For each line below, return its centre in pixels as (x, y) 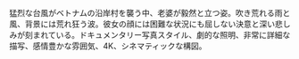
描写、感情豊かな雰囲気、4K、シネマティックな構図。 (108, 46)
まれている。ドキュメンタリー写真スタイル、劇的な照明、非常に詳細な (162, 35)
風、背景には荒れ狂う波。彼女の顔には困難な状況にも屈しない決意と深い (142, 24)
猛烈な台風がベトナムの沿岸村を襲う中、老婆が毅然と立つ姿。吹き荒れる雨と (150, 13)
